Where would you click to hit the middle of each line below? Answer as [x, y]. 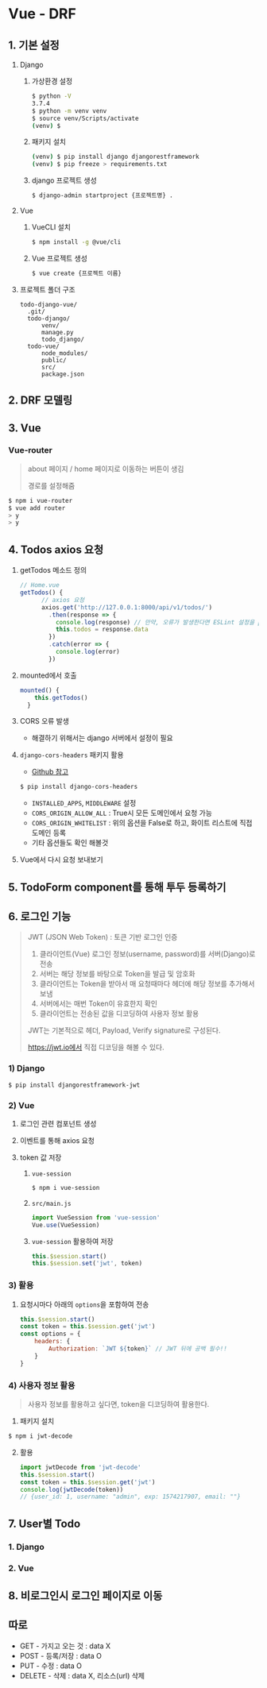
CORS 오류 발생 [44, 721]
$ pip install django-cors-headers [79, 787]
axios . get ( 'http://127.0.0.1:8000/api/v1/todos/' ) [127, 607]
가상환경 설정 [52, 81]
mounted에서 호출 [48, 675]
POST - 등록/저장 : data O [60, 1655]
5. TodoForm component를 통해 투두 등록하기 [117, 887]
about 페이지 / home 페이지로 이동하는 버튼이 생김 [106, 469]
